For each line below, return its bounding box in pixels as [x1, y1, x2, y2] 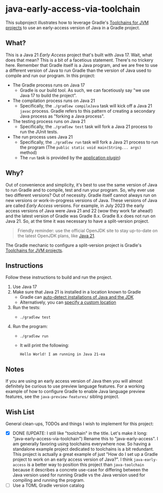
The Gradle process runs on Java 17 [12, 82, 85, 88]
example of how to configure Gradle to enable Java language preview [5, 389, 145, 394]
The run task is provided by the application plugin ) [19, 155, 121, 161]
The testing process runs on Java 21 [12, 118, 86, 124]
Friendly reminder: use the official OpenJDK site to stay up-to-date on [17, 227, 158, 233]
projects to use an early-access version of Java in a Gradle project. [5, 24, 140, 30]
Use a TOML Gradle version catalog [12, 482, 85, 489]
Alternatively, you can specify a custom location [19, 299, 116, 306]
